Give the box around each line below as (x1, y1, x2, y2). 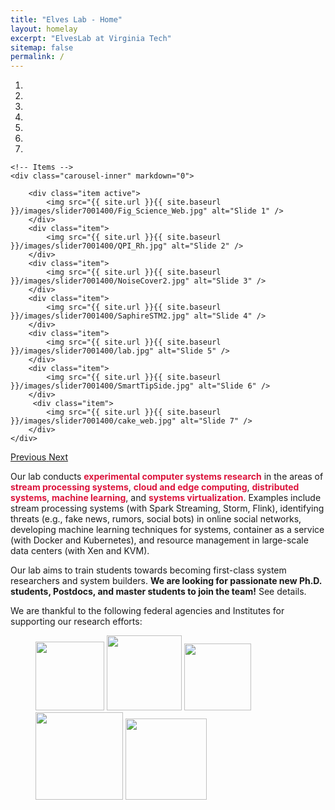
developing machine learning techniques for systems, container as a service (10, 524, 325, 536)
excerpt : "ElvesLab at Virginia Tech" (10, 33, 172, 43)
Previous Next (10, 451, 69, 463)
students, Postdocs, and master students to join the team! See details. (10, 586, 307, 598)
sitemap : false (10, 42, 74, 53)
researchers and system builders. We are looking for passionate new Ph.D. (10, 575, 323, 587)
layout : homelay (10, 24, 78, 34)
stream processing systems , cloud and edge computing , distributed (10, 481, 300, 493)
